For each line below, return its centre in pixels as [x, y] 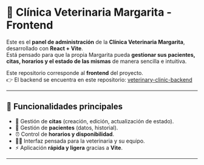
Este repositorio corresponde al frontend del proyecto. [75, 73]
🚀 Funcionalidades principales [65, 107]
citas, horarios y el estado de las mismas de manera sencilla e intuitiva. [97, 61]
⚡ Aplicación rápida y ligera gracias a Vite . [69, 147]
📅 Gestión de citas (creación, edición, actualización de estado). [94, 121]
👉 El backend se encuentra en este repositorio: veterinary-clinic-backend [99, 79]
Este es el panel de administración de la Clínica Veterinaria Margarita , [96, 42]
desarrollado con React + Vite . [45, 48]
